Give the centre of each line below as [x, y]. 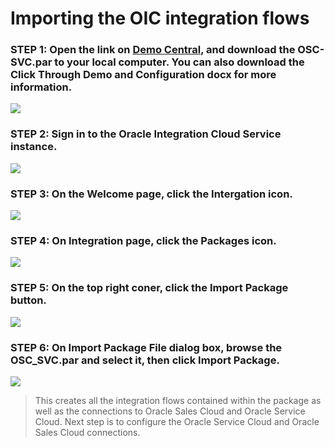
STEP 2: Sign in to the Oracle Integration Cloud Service [146, 134]
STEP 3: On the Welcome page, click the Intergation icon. [151, 194]
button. [28, 300]
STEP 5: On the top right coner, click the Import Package [149, 288]
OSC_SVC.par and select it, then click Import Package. [145, 360]
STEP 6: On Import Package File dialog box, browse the [146, 347]
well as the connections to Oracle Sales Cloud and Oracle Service [170, 411]
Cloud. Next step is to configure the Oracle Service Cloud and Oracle [177, 421]
